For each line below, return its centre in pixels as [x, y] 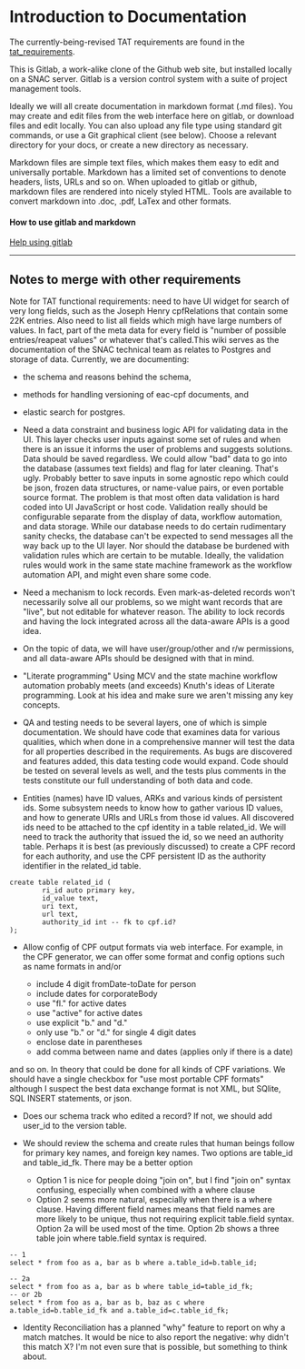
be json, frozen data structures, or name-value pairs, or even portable [153, 488]
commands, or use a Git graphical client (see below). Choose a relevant [143, 135]
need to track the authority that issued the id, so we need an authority [153, 836]
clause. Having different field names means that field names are [155, 1209]
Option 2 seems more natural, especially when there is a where [154, 1199]
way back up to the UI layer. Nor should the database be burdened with [156, 545]
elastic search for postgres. [74, 412]
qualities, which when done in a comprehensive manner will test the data [158, 741]
